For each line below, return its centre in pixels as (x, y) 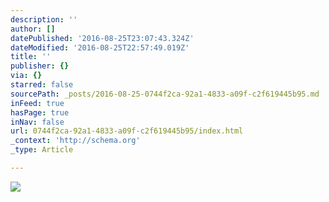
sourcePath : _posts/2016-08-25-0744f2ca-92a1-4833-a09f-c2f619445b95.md (165, 94)
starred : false (42, 85)
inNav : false (37, 122)
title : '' (31, 57)
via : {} (26, 76)
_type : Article (42, 150)
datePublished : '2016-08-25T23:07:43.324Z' (102, 38)
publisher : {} (40, 66)
